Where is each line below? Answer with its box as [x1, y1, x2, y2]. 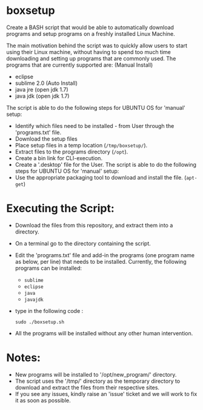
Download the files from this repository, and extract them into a [15, 221, 173, 229]
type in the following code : [15, 307, 84, 314]
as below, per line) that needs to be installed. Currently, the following [15, 258, 187, 265]
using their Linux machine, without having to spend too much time [6, 48, 171, 55]
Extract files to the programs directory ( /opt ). [15, 148, 128, 155]
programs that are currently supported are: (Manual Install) [6, 61, 153, 69]
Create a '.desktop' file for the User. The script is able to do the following [15, 161, 197, 168]
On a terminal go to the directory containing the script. [15, 240, 151, 247]
